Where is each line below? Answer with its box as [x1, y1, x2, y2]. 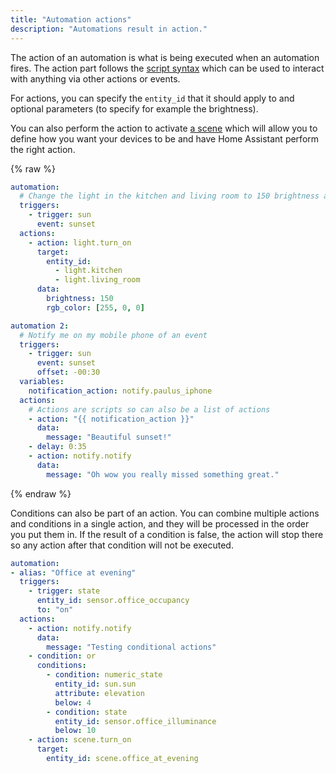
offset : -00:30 [36, 367, 101, 378]
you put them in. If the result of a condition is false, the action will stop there [10, 528, 324, 540]
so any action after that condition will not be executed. [10, 539, 234, 551]
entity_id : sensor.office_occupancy [36, 596, 190, 606]
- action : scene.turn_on [28, 735, 132, 745]
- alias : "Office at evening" [10, 567, 137, 578]
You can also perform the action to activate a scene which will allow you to [10, 122, 318, 134]
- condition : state [46, 707, 128, 717]
